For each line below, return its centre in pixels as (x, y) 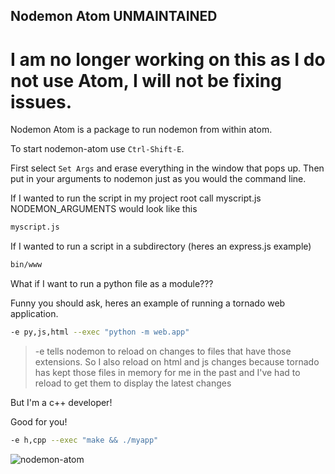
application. (34, 314)
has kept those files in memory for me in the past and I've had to (167, 372)
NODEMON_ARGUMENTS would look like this (104, 209)
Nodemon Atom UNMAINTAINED (114, 16)
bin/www (26, 265)
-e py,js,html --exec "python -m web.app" (100, 332)
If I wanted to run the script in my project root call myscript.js (136, 198)
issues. (41, 101)
